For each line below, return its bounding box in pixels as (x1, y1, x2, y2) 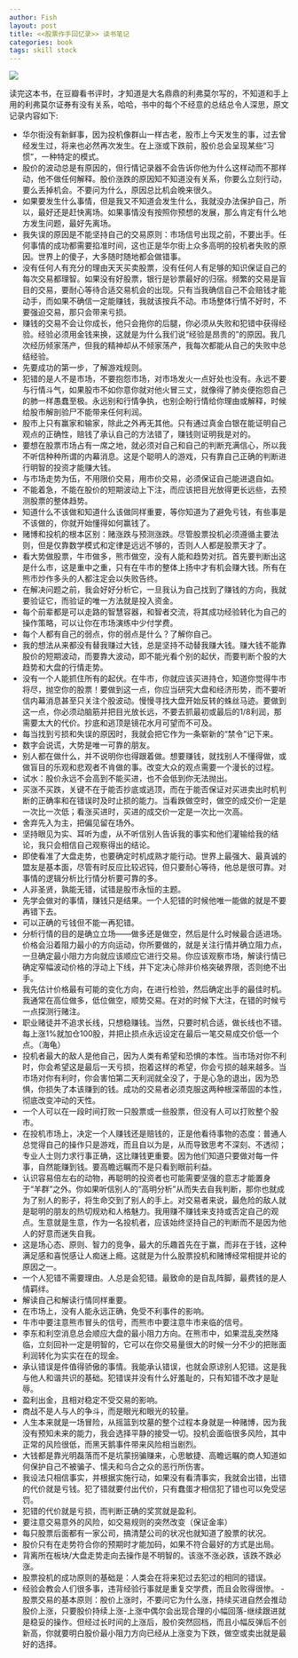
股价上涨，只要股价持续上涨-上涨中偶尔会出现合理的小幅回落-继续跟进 (21, 1606, 278, 1616)
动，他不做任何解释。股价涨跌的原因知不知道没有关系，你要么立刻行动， (21, 174, 286, 185)
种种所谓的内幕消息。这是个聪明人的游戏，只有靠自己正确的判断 (45, 451, 279, 462)
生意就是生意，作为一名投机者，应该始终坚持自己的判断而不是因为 (37, 1218, 279, 1228)
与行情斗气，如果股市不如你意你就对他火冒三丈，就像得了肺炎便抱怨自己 (21, 385, 286, 395)
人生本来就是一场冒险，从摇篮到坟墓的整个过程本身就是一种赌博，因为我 (21, 1417, 286, 1428)
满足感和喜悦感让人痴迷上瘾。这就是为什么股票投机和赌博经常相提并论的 (21, 1250, 286, 1261)
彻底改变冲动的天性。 (21, 1095, 100, 1106)
